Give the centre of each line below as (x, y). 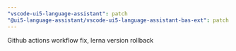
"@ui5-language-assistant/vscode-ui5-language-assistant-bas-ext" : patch (118, 20)
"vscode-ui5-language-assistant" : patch (68, 14)
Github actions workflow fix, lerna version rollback (81, 40)
